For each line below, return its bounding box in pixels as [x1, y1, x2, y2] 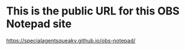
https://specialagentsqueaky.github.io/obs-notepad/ [6, 37, 136, 44]
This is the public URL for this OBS [6, 4, 180, 18]
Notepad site [6, 17, 72, 31]
